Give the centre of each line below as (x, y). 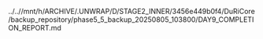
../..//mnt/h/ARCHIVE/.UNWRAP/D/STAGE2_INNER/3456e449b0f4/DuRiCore (132, 11)
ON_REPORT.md (35, 28)
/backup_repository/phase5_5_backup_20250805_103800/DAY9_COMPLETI (131, 19)
